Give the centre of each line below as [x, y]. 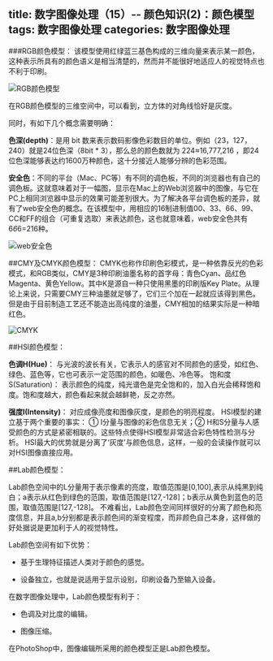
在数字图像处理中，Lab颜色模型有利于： [75, 596]
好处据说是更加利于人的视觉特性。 [65, 527]
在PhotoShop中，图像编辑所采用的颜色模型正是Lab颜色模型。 [112, 648]
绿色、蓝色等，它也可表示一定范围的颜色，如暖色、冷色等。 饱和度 [120, 374]
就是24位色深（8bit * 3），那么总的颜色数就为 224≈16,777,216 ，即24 [144, 150]
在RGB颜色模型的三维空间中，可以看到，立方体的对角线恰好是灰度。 [123, 106]
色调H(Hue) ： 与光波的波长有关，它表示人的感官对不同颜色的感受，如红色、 [136, 364]
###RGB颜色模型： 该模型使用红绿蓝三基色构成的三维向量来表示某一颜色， [134, 50]
